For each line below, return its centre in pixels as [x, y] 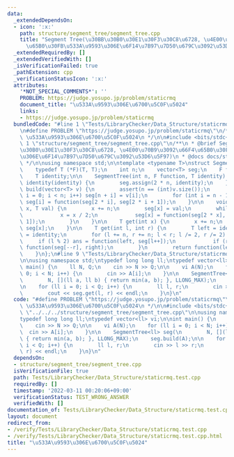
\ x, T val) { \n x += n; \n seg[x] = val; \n [106, 209]
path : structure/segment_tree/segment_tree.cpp [90, 33]
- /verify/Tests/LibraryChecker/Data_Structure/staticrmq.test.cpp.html [115, 436]
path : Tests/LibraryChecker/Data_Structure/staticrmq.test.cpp [107, 377]
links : [29, 111]
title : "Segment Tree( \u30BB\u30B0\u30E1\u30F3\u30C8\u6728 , [110, 40]
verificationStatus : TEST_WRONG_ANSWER [71, 397]
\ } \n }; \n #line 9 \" [54, 254]
